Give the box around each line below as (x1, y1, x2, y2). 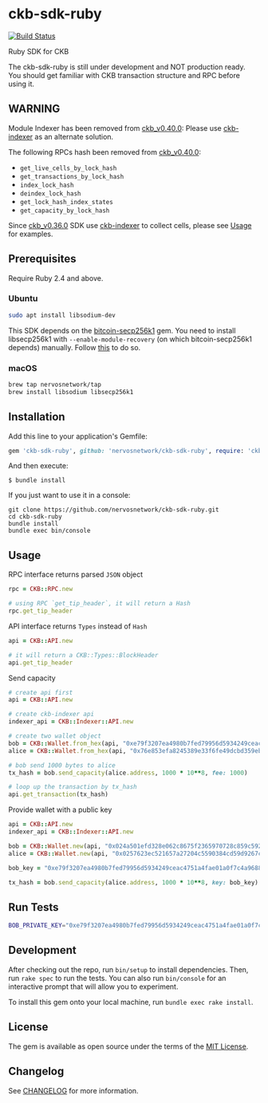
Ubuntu (8, 293, 38, 304)
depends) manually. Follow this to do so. (8, 342, 141, 352)
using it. (8, 79, 34, 89)
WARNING (8, 102, 61, 116)
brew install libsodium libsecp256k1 (8, 388, 134, 396)
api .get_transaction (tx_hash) (8, 790, 109, 798)
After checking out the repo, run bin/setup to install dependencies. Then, (8, 964, 249, 974)
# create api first (8, 688, 73, 696)
